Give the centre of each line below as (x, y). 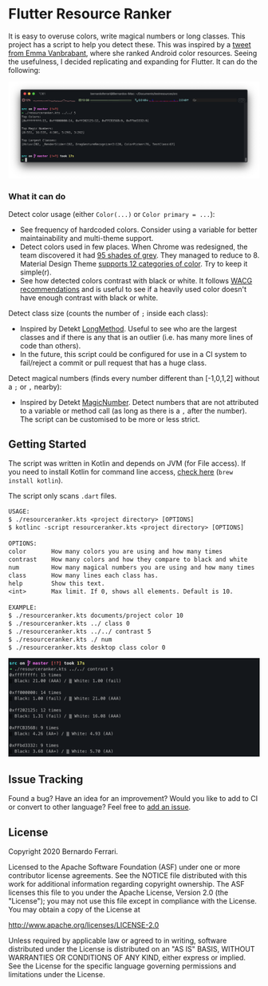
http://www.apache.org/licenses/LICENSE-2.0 (84, 924)
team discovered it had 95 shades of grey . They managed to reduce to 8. (140, 255)
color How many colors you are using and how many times (116, 552)
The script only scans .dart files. (63, 496)
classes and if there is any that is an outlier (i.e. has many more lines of (136, 337)
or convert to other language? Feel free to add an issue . (100, 807)
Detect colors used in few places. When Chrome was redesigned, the (134, 246)
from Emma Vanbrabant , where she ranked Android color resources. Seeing (133, 53)
